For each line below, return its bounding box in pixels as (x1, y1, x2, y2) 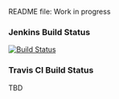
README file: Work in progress (8, 7, 111, 16)
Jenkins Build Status (8, 26, 91, 38)
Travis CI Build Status (8, 65, 94, 76)
